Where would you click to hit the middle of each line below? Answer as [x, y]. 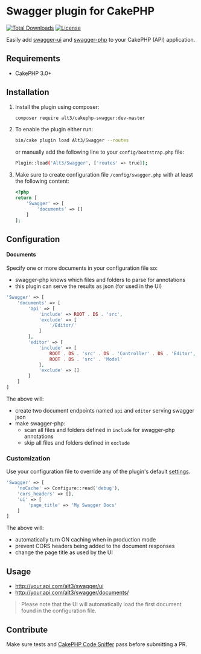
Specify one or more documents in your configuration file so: [82, 268]
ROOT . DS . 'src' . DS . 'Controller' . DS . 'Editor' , [123, 353]
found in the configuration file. [59, 611]
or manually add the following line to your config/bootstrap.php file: [99, 152]
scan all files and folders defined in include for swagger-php [99, 430]
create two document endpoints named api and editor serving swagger [105, 410]
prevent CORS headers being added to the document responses [95, 546]
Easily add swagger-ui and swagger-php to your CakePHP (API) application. [101, 39]
